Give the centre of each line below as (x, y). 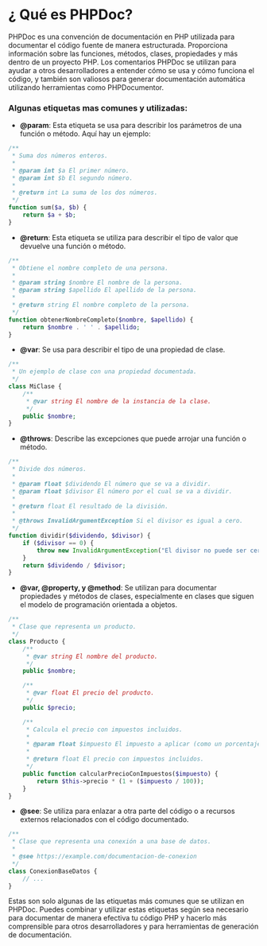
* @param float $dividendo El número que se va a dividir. (112, 484)
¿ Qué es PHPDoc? (71, 15)
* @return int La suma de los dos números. (85, 193)
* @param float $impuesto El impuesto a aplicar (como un (124, 744)
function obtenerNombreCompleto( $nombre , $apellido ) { (101, 320)
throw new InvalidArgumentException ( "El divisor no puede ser (142, 551)
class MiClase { (35, 387)
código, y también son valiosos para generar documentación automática (127, 79)
